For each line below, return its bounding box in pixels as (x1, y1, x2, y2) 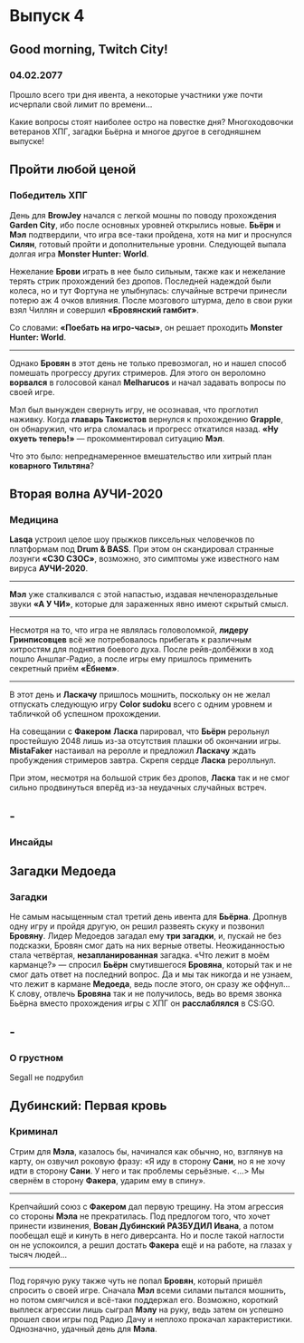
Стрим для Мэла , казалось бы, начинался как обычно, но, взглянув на (9, 1145, 283, 1156)
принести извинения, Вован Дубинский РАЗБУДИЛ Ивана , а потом (9, 1220, 274, 1231)
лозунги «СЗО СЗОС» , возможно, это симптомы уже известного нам (9, 554, 280, 565)
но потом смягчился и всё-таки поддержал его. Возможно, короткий (9, 1294, 279, 1305)
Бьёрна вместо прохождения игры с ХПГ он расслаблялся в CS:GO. (9, 998, 276, 1009)
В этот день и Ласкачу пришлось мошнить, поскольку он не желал (9, 690, 271, 700)
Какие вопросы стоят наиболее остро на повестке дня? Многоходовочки (9, 116, 294, 127)
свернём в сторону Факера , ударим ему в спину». (9, 1174, 206, 1185)
